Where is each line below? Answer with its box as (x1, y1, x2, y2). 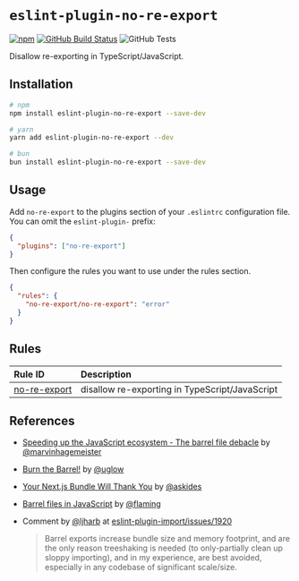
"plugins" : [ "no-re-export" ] (17, 241, 126, 251)
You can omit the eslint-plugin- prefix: (9, 216, 156, 226)
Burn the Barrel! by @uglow (21, 464, 124, 474)
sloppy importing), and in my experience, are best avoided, (44, 552, 262, 563)
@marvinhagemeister (21, 447, 102, 457)
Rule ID (13, 368, 45, 380)
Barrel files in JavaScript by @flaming (21, 499, 161, 509)
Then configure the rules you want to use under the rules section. (9, 266, 252, 277)
